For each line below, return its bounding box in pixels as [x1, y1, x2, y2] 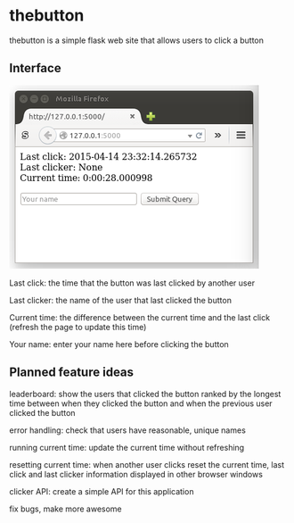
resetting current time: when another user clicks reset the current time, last [9, 459, 285, 469]
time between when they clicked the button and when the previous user [9, 398, 274, 409]
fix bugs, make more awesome [9, 503, 122, 514]
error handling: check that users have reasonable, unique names [9, 425, 247, 436]
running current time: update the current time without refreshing [9, 442, 245, 452]
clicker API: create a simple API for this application [9, 486, 194, 496]
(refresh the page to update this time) [9, 321, 147, 332]
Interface [9, 61, 61, 76]
